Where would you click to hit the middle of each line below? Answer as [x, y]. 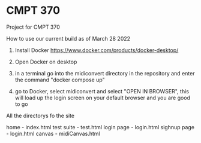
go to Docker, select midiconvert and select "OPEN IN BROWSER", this [102, 91]
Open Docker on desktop [46, 62]
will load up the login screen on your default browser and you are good [103, 98]
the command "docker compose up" [60, 80]
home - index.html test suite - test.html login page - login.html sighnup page [100, 127]
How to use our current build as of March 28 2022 [68, 38]
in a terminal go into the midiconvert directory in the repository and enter [105, 73]
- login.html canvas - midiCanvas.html [53, 133]
